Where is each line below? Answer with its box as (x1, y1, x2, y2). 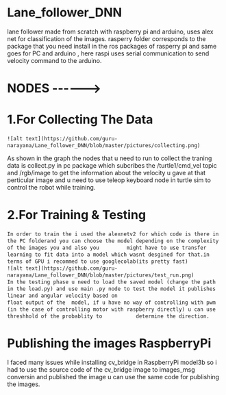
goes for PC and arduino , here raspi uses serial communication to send (7, 49, 210, 58)
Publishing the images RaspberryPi (7, 335, 212, 351)
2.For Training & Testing (7, 207, 146, 223)
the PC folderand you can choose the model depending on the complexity (7, 238, 219, 244)
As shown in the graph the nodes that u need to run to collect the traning (7, 154, 212, 162)
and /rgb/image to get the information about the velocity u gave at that (7, 169, 206, 177)
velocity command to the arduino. (7, 56, 102, 64)
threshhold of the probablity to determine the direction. (7, 313, 210, 320)
